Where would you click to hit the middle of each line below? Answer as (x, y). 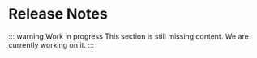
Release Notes (58, 14)
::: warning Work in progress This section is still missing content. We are (128, 36)
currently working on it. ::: (51, 44)
